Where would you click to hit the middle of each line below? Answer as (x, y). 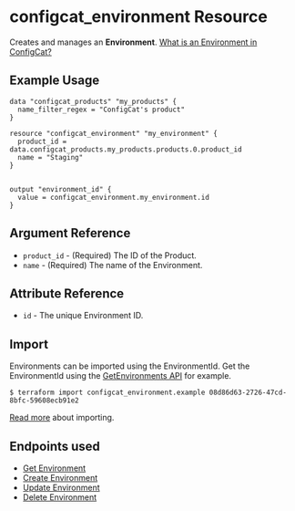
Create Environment (60, 478)
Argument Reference (70, 233)
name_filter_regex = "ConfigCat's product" (101, 109)
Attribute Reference (67, 293)
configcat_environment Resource (139, 17)
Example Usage (55, 81)
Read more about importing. (62, 418)
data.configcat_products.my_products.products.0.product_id (126, 149)
